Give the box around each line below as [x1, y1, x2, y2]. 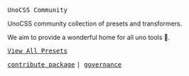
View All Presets [7, 47, 67, 55]
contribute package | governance [7, 60, 122, 68]
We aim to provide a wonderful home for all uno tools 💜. [7, 33, 171, 41]
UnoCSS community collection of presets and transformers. [7, 19, 183, 28]
